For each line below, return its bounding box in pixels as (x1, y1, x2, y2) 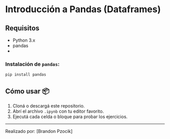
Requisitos (5, 24, 39, 32)
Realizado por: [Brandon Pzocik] (5, 128, 73, 134)
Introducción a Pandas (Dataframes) (5, 4, 161, 15)
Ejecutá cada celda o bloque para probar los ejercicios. (12, 113, 128, 120)
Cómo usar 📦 (5, 87, 50, 95)
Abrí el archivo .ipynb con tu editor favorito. (12, 108, 104, 114)
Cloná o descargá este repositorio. (12, 102, 85, 109)
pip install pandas (5, 72, 47, 77)
